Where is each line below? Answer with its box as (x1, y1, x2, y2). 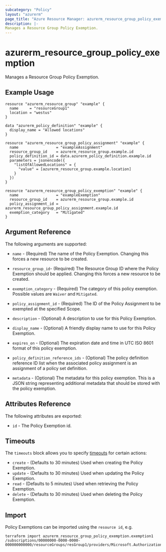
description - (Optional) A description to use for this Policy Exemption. (12, 315, 157, 321)
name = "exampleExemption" (9, 192, 100, 197)
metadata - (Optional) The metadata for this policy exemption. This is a (12, 375, 155, 381)
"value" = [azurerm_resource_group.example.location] (18, 167, 132, 172)
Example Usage (5, 88, 54, 97)
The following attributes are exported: (5, 413, 82, 419)
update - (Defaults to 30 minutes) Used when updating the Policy (12, 470, 144, 476)
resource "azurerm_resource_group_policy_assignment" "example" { (5, 140, 145, 145)
